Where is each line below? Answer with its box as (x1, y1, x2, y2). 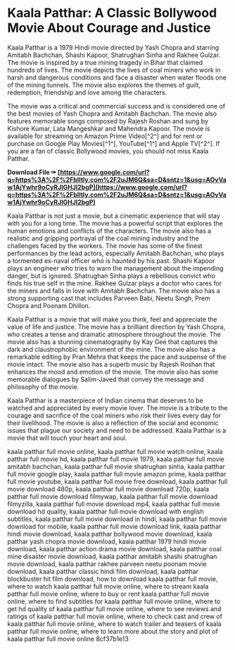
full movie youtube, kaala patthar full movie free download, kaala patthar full (7, 477, 228, 486)
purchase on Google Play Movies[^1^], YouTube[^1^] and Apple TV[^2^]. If (7, 139, 220, 147)
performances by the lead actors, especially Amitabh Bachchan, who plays (7, 249, 224, 257)
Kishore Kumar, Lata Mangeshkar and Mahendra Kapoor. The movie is (7, 124, 210, 133)
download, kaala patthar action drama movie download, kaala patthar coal (7, 544, 222, 553)
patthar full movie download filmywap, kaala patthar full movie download (7, 492, 218, 501)
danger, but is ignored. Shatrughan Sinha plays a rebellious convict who (7, 271, 216, 280)
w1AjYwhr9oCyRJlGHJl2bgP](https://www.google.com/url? (7, 183, 188, 191)
